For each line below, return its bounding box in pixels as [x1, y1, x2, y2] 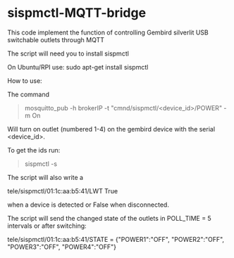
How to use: [7, 76, 42, 85]
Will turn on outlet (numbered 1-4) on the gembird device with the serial [7, 124, 216, 133]
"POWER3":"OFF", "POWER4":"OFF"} [7, 243, 116, 251]
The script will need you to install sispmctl [7, 49, 129, 58]
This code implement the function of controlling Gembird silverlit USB [7, 28, 209, 37]
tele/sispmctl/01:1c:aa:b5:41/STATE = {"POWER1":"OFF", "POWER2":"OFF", [7, 235, 224, 243]
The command [7, 90, 50, 98]
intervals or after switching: [7, 221, 87, 230]
